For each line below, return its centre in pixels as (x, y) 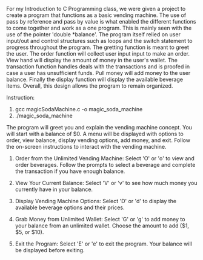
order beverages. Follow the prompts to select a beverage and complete (105, 165)
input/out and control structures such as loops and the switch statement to (99, 41)
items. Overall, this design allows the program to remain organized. (90, 86)
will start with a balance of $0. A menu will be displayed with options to (95, 134)
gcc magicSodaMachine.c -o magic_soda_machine (79, 109)
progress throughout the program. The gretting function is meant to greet (98, 47)
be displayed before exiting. (50, 250)
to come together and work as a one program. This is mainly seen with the (99, 28)
